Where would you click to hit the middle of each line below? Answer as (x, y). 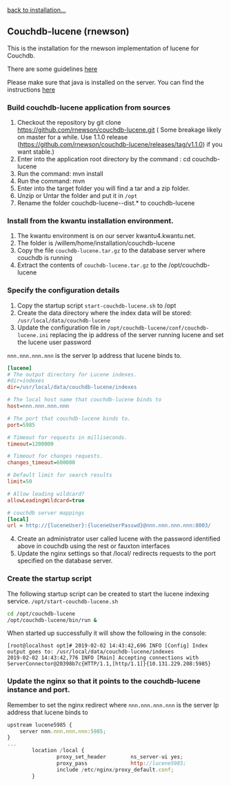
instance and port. (39, 690)
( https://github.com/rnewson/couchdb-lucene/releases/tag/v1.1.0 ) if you (120, 145)
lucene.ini (33, 335)
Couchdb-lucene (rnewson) (68, 31)
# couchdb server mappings (46, 513)
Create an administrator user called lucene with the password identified (119, 539)
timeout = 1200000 (30, 444)
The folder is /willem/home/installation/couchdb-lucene (96, 243)
